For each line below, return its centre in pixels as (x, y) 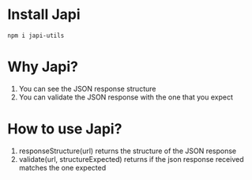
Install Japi (44, 15)
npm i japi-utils (36, 36)
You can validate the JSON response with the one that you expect (126, 97)
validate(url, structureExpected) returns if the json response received (131, 159)
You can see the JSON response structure (87, 88)
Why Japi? (43, 67)
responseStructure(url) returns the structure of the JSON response (128, 151)
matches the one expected (62, 167)
